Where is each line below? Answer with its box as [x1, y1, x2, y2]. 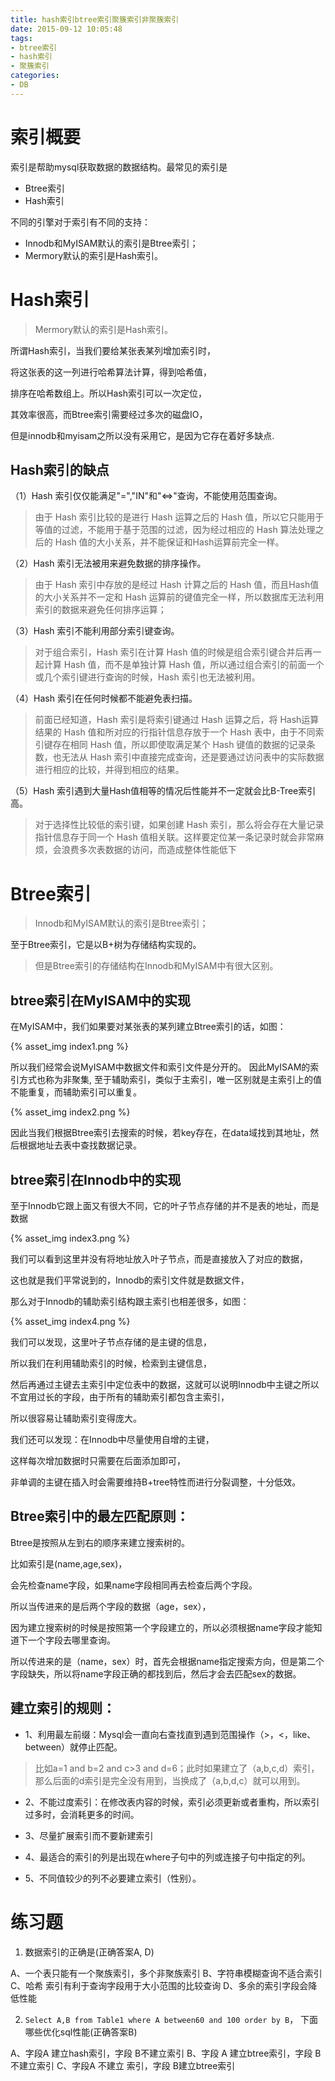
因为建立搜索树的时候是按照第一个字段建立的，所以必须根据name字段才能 [10, 1621, 314, 1633]
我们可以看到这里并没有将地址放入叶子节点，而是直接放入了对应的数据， [10, 1253, 308, 1265]
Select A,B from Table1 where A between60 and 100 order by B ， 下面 [24, 2013, 319, 2025]
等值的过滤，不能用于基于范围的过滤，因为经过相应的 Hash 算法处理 [34, 524, 316, 536]
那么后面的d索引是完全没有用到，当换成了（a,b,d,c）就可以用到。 [34, 1774, 306, 1786]
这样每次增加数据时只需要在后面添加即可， [10, 1455, 186, 1466]
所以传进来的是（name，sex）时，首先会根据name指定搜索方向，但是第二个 [10, 1655, 325, 1667]
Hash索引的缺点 [10, 462, 110, 479]
